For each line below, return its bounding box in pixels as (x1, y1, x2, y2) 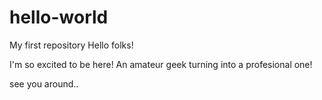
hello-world (9, 6, 109, 29)
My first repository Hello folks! (9, 39, 134, 51)
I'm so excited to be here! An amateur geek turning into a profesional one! (9, 58, 313, 70)
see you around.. (9, 77, 79, 90)
